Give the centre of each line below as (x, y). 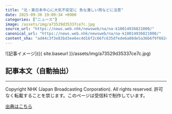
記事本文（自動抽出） (39, 71)
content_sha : (19, 39)
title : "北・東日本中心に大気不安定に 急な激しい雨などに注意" (64, 10)
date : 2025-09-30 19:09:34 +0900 (41, 15)
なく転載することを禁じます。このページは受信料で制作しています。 (77, 95)
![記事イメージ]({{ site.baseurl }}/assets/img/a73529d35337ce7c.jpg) (78, 53)
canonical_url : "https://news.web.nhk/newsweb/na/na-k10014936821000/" (83, 34)
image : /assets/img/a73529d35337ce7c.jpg (50, 24)
